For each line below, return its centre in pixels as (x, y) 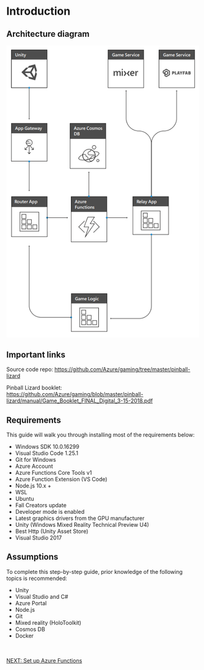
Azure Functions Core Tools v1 (53, 472)
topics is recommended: (37, 578)
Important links (36, 354)
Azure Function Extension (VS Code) (61, 479)
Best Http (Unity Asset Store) (52, 531)
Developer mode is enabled (50, 511)
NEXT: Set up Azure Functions (44, 660)
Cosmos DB (30, 629)
